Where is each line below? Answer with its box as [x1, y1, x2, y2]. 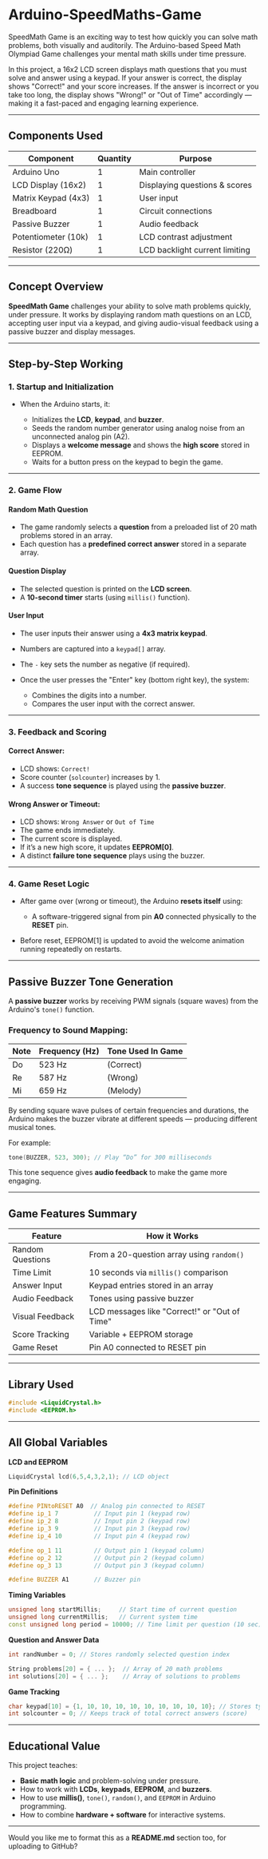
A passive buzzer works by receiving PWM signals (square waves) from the [8, 997, 259, 1006]
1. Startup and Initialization [8, 381, 114, 392]
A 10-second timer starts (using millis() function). [19, 592, 190, 602]
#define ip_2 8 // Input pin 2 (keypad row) [8, 1517, 191, 1526]
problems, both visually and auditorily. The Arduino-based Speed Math [8, 40, 241, 50]
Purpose [179, 153, 213, 164]
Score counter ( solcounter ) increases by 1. [19, 772, 161, 782]
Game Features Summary [8, 1207, 138, 1220]
